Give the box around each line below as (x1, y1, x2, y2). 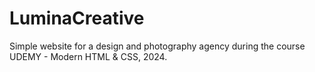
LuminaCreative (9, 7, 145, 30)
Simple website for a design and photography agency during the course (9, 40, 306, 52)
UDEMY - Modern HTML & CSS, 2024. (9, 50, 168, 62)
